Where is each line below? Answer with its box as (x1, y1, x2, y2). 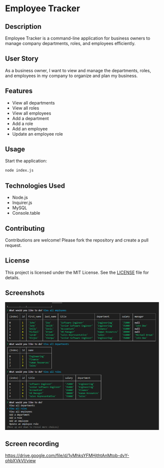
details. (5, 274, 20, 281)
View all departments (12, 100, 55, 105)
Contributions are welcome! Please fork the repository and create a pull (5, 237, 149, 243)
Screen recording (5, 440, 60, 448)
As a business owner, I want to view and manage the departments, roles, (5, 67, 151, 73)
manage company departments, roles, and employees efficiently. (5, 41, 136, 46)
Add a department (12, 115, 49, 121)
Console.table (12, 210, 41, 216)
